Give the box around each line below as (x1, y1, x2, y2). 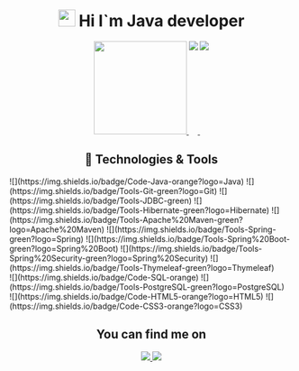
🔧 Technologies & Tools (84, 152, 219, 167)
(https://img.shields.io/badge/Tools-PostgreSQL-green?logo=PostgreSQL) (9, 281, 285, 292)
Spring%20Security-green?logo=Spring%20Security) (9, 253, 209, 264)
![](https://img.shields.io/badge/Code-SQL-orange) (9, 272, 200, 283)
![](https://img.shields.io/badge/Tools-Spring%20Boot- (85, 233, 291, 244)
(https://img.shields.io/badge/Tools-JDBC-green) (9, 195, 192, 206)
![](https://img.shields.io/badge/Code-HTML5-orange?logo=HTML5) (9, 291, 264, 301)
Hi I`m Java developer (78, 11, 245, 32)
